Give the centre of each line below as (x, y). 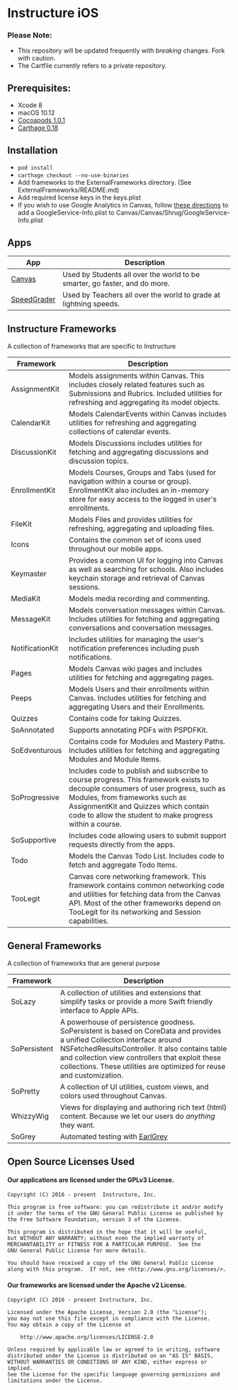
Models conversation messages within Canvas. (147, 610)
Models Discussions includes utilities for (135, 443)
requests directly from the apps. (122, 845)
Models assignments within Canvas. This (136, 376)
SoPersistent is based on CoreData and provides (141, 1031)
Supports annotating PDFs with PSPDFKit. (138, 729)
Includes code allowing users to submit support (147, 835)
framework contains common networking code (147, 885)
